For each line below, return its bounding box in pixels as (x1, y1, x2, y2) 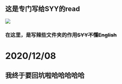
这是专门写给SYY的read (5, 4, 80, 13)
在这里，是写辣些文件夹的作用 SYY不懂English (5, 31, 117, 38)
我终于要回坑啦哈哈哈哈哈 (5, 71, 84, 80)
